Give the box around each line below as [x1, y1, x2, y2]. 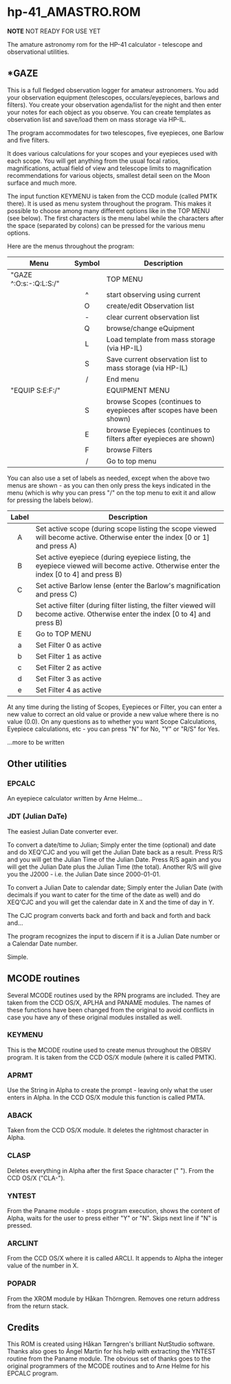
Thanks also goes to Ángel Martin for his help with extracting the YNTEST [7, 1347, 216, 1356]
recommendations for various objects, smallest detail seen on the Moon [7, 171, 210, 179]
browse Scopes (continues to [106, 397, 201, 406]
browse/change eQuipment [106, 323, 195, 333]
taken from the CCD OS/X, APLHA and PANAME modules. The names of [7, 998, 212, 1007]
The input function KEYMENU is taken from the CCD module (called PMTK [7, 192, 218, 200]
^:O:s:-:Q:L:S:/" [10, 279, 60, 288]
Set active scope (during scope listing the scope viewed [35, 523, 217, 533]
